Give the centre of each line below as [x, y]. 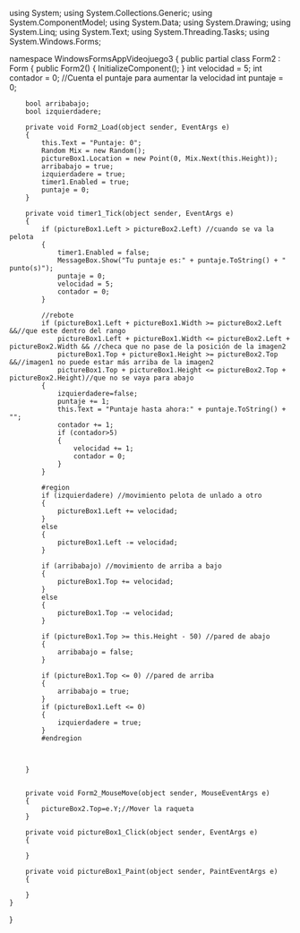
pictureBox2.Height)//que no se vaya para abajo [102, 378]
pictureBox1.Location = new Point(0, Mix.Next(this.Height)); [160, 158]
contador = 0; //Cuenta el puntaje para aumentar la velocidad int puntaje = [146, 78]
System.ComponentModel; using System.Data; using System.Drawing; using [150, 22]
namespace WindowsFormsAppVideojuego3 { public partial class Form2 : [145, 59]
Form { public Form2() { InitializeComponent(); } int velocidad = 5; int [136, 68]
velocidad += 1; [103, 449]
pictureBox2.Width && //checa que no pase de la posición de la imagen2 [148, 347]
